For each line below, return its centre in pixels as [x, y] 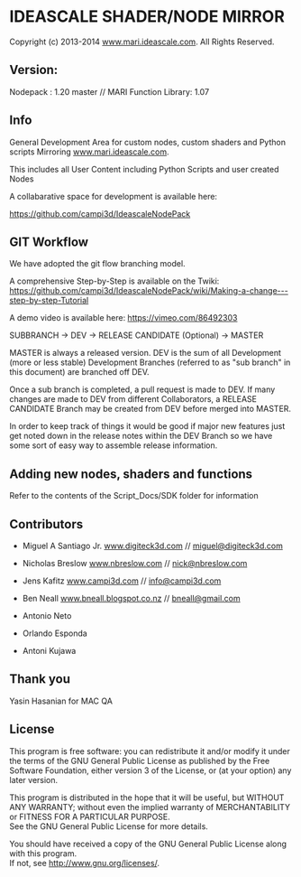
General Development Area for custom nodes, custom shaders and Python [148, 142]
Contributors [46, 524]
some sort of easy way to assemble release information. [114, 445]
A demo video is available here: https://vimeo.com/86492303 [123, 318]
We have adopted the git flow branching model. [98, 264]
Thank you [40, 679]
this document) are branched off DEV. [80, 372]
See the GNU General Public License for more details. [109, 826]
